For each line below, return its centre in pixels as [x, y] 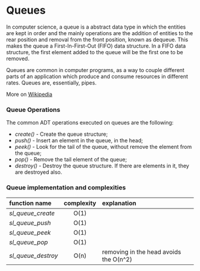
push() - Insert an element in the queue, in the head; [79, 141]
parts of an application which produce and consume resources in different [97, 76]
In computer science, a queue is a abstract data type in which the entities [96, 27]
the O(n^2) [117, 259]
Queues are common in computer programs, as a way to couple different [95, 70]
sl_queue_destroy [34, 256]
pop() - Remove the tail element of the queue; [71, 160]
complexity [80, 203]
